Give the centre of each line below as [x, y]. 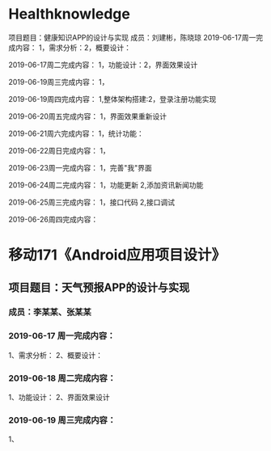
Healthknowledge [70, 14]
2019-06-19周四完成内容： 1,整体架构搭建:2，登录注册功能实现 [112, 99]
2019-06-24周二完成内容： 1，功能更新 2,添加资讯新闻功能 [106, 185]
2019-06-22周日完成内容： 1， [59, 150]
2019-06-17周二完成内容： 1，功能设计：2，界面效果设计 [103, 65]
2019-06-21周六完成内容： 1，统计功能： [76, 133]
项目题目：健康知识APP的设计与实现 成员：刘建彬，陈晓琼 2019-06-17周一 [132, 37]
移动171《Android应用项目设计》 [117, 255]
